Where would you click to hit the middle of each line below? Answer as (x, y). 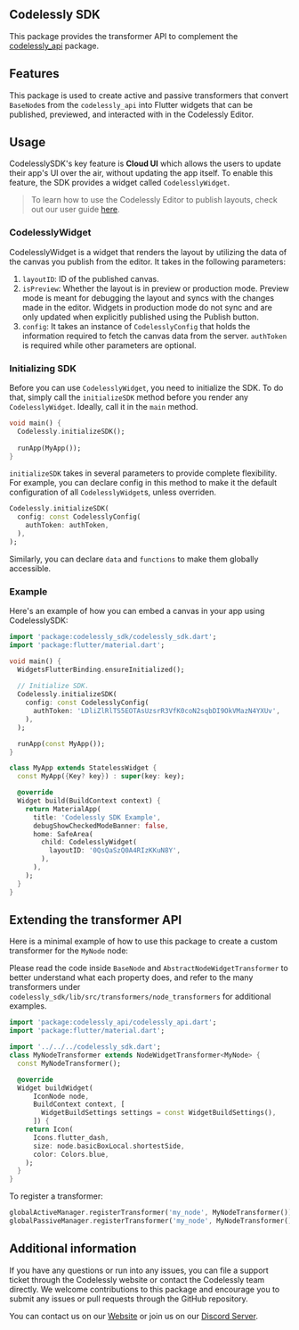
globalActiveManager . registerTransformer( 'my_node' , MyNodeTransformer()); (153, 1213)
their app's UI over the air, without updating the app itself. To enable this (141, 173)
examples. (28, 1006)
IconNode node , (61, 1096)
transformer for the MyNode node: (69, 951)
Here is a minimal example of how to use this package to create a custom (143, 942)
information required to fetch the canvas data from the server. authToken (154, 336)
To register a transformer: (57, 1196)
